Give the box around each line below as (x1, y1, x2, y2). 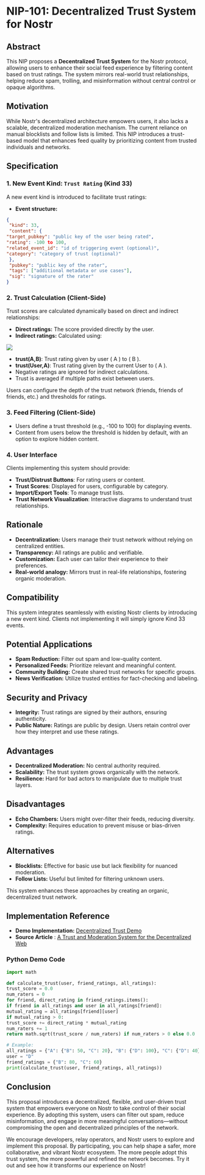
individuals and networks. (6, 143, 71, 151)
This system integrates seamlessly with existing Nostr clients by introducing (6, 609, 197, 616)
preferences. (15, 562, 48, 569)
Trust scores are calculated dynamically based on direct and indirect (6, 307, 179, 315)
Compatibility (6, 593, 59, 603)
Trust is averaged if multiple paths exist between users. (15, 375, 155, 382)
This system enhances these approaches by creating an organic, (6, 887, 170, 894)
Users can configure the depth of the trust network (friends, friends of (6, 387, 183, 394)
